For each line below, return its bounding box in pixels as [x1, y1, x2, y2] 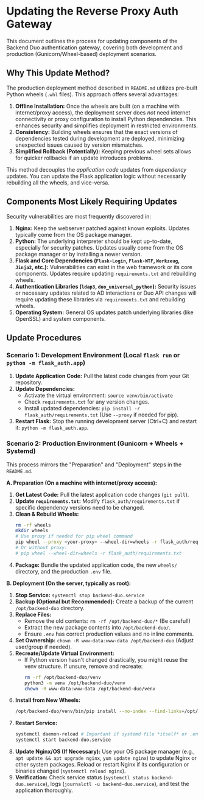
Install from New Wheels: [15, 696, 81, 704]
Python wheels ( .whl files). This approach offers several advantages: [6, 90, 180, 98]
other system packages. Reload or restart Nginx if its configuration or [15, 761, 189, 768]
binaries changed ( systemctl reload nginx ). [15, 767, 126, 774]
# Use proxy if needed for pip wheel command [15, 533, 133, 539]
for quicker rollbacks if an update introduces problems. [15, 154, 153, 161]
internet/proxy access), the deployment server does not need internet [15, 108, 191, 116]
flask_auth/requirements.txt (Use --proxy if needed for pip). [24, 411, 179, 418]
